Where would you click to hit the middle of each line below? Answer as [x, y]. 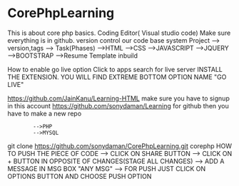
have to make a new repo [45, 113]
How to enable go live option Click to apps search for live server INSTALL [115, 69]
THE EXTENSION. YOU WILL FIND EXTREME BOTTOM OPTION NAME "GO [117, 77]
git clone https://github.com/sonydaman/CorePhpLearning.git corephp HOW [120, 146]
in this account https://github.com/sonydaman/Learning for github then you [118, 105]
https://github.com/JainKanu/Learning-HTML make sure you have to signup [118, 98]
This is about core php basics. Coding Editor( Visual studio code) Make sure [119, 33]
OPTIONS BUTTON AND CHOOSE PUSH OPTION [80, 176]
